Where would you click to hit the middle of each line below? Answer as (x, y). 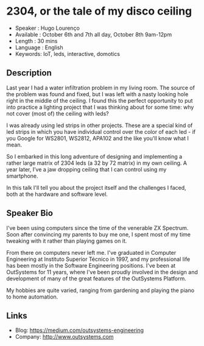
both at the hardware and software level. (57, 194)
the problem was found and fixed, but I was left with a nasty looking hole (97, 94)
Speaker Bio (30, 213)
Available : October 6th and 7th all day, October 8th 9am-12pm (93, 34)
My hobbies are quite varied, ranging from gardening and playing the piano (100, 290)
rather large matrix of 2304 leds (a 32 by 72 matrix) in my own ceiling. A (97, 163)
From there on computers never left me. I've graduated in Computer (91, 252)
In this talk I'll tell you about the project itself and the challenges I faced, (97, 187)
